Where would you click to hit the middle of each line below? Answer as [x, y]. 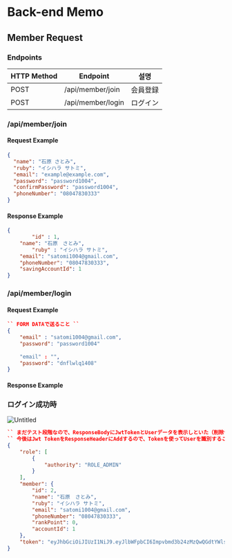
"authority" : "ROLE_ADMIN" [83, 465]
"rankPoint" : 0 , [55, 523]
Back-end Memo [55, 12]
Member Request [45, 38]
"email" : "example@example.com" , [61, 174]
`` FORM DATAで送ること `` [43, 325]
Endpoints [25, 57]
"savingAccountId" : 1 [50, 269]
